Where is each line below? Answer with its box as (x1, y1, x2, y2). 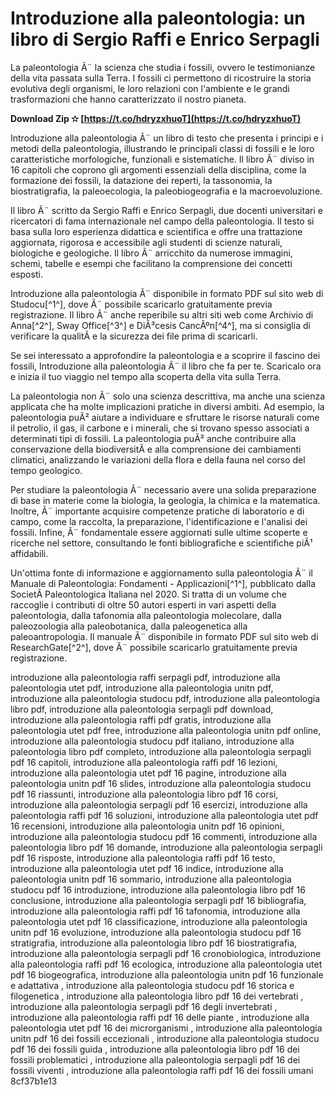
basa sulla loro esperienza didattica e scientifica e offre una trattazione (10, 225, 303, 237)
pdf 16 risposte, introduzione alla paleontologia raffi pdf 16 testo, (10, 852, 276, 864)
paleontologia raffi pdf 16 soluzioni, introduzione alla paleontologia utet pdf (10, 809, 319, 821)
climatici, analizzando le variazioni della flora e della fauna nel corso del (10, 453, 306, 466)
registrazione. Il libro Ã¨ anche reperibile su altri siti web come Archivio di (10, 308, 314, 321)
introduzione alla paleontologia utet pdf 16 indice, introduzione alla (10, 862, 284, 874)
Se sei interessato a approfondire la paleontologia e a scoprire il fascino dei (10, 349, 321, 361)
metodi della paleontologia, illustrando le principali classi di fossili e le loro (10, 142, 315, 154)
